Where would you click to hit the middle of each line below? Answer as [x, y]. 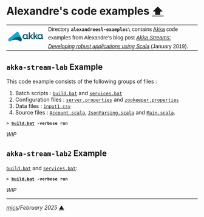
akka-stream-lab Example [55, 67]
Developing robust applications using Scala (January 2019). [118, 46]
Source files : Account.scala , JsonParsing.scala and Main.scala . [95, 112]
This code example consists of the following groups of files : [82, 81]
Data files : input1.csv [43, 106]
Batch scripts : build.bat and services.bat [69, 93]
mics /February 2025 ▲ [36, 207]
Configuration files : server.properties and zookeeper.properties [97, 99]
